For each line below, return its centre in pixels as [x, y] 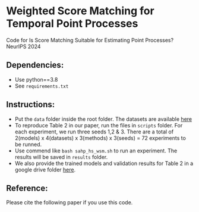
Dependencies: [35, 65]
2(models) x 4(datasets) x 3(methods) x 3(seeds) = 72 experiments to [100, 138]
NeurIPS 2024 [23, 46]
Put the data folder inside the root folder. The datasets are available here [103, 119]
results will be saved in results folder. [61, 157]
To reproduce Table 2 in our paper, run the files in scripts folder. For [99, 125]
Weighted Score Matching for [80, 11]
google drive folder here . [45, 169]
